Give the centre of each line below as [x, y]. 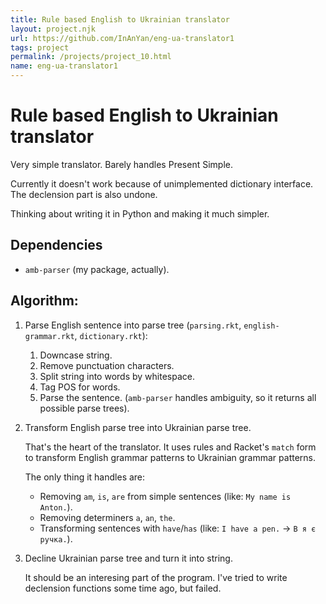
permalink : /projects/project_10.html [91, 57]
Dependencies [56, 245]
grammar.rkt [49, 336]
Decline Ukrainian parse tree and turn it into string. [128, 558]
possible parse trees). [84, 408]
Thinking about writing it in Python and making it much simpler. [140, 213]
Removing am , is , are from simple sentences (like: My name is [165, 496]
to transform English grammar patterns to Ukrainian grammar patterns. [170, 457]
